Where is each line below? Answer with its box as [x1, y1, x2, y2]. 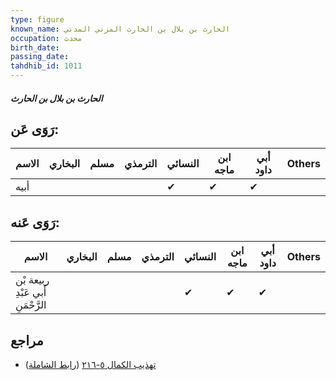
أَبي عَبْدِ [15, 286, 47, 300]
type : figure [10, 14, 65, 25]
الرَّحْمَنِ [15, 298, 47, 312]
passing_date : [10, 52, 70, 62]
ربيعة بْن [15, 273, 50, 287]
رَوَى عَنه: [10, 214, 60, 231]
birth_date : [10, 42, 60, 53]
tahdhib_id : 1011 [10, 61, 83, 71]
